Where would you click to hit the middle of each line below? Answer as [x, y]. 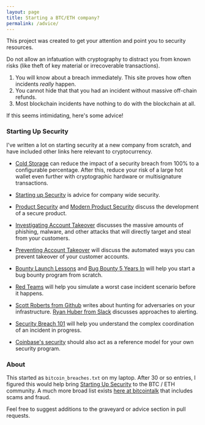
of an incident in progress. [48, 330]
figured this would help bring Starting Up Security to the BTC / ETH [91, 384]
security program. [38, 348]
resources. [20, 47]
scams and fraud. [28, 397]
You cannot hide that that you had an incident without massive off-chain [106, 91]
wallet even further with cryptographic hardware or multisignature [98, 176]
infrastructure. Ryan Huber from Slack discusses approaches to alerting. [106, 312]
